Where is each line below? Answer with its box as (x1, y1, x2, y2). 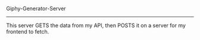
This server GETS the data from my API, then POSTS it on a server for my (6, 22, 186, 29)
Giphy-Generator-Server (6, 5, 67, 12)
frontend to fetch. (6, 28, 49, 35)
